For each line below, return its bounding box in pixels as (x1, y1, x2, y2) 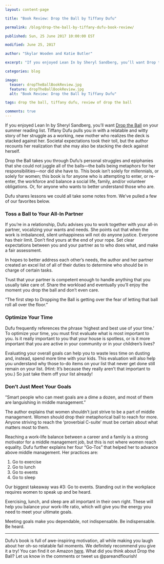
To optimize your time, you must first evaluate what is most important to (5, 330, 150, 336)
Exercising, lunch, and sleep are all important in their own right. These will (5, 499, 154, 504)
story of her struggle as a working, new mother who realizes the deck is (5, 133, 150, 138)
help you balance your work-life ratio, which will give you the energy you (5, 503, 151, 509)
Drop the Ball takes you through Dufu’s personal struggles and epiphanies (5, 158, 154, 164)
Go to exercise (12, 459, 41, 464)
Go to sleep (12, 474, 36, 480)
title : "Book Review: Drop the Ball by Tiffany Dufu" (5, 16, 117, 21)
